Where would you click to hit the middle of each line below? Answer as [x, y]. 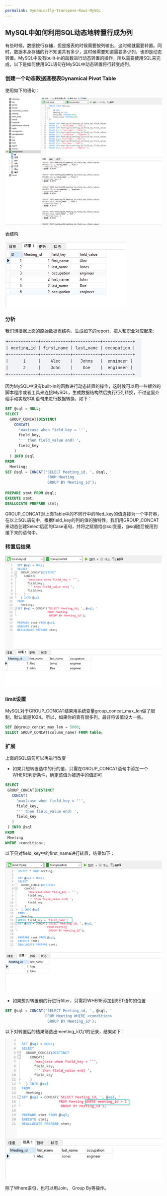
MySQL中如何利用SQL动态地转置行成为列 [69, 33]
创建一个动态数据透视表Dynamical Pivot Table [61, 78]
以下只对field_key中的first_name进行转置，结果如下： [60, 853]
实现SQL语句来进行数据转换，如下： [55, 399]
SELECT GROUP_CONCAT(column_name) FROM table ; [54, 733]
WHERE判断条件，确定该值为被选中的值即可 [57, 775]
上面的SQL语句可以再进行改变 [36, 758]
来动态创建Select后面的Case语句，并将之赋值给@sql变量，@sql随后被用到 [82, 526]
